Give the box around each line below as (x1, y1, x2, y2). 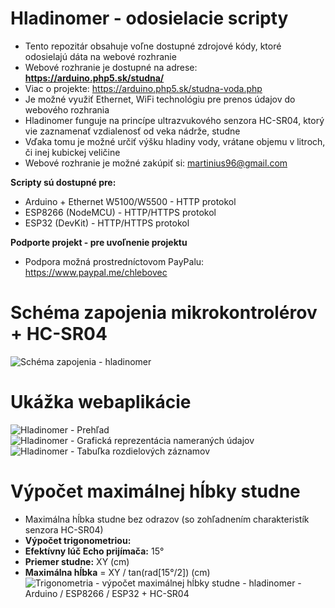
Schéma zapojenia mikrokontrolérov (10, 302, 318, 324)
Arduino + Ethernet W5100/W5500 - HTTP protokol (24, 195, 237, 207)
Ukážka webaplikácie (10, 391, 192, 414)
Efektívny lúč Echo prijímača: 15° (24, 545, 165, 557)
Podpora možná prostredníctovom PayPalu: (24, 255, 205, 267)
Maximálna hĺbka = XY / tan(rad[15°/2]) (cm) (24, 566, 211, 578)
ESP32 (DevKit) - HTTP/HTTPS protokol (24, 217, 190, 229)
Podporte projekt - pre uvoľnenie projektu (10, 236, 188, 248)
